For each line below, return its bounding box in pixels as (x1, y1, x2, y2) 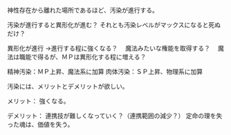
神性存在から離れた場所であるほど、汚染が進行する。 (7, 6, 159, 14)
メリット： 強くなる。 (7, 97, 70, 105)
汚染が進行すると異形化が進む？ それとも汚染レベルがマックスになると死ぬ (7, 21, 221, 29)
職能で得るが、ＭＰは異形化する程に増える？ (19, 53, 147, 61)
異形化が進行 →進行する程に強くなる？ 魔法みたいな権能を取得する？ (7, 44, 211, 52)
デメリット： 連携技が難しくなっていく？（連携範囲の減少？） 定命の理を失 (7, 111, 223, 120)
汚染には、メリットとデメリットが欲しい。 (7, 82, 129, 90)
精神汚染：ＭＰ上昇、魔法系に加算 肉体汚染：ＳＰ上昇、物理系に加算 (7, 68, 203, 75)
